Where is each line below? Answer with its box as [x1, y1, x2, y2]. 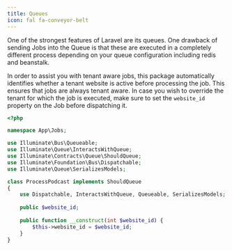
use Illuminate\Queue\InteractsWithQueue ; [7, 146, 132, 153]
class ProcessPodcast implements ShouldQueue [7, 178, 141, 185]
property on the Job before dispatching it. [7, 101, 127, 109]
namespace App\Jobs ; [7, 127, 68, 134]
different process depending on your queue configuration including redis [7, 50, 216, 59]
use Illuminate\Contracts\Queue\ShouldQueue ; [7, 153, 141, 159]
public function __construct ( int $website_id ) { [20, 217, 164, 224]
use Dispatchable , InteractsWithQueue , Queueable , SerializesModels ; [20, 191, 226, 198]
